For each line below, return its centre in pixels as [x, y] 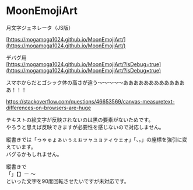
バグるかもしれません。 [34, 154]
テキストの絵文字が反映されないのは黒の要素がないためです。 [80, 120]
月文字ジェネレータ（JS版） [40, 27]
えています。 [21, 147]
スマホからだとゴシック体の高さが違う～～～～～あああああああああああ [93, 82]
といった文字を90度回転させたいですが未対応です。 [68, 181]
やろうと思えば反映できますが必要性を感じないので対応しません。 [85, 127]
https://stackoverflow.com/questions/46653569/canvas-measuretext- [90, 101]
